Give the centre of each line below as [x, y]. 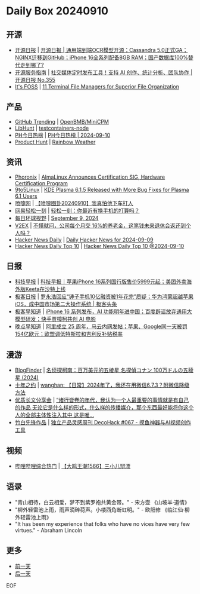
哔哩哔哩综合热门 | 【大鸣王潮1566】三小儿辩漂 [73, 466]
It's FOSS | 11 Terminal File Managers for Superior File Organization [97, 87]
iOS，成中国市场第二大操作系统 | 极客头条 [66, 304]
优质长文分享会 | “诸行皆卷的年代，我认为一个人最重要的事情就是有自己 [102, 400]
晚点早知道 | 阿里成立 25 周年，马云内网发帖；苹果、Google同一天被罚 [101, 326]
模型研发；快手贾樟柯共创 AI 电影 [55, 319]
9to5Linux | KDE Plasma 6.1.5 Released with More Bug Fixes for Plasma [102, 189]
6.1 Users [26, 196]
